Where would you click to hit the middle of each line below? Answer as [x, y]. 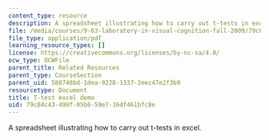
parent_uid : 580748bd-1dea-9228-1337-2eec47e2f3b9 [94, 82]
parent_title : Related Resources [64, 68]
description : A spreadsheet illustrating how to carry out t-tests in [128, 23]
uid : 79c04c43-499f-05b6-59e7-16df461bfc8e [82, 105]
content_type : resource [48, 16]
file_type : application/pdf [55, 38]
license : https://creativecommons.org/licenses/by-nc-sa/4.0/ [114, 53]
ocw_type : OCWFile [39, 61]
